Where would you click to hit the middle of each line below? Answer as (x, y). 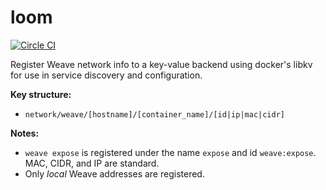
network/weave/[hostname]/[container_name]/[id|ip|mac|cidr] (155, 114)
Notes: (25, 133)
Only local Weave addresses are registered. (114, 173)
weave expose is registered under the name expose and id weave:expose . (170, 152)
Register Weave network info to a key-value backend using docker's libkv (161, 64)
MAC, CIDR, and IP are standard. (92, 163)
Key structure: (41, 94)
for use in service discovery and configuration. (106, 75)
